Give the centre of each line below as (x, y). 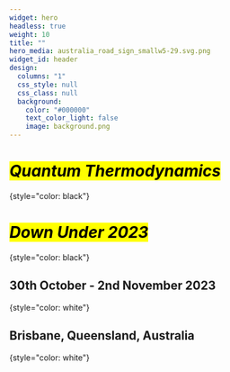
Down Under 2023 (79, 233)
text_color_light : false (72, 118)
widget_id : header (44, 59)
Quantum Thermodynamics (115, 171)
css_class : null (48, 93)
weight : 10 (30, 34)
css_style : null (48, 85)
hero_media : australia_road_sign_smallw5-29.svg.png (110, 51)
